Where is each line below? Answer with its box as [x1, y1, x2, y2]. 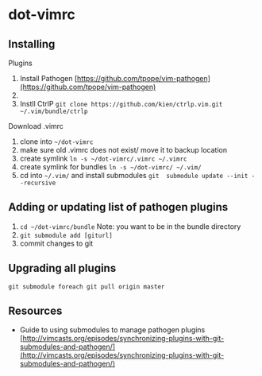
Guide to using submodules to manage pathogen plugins [19, 325, 206, 335]
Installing [8, 37, 56, 51]
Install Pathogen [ [19, 74, 78, 83]
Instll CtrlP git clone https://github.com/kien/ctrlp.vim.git [19, 99, 223, 108]
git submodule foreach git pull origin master [8, 282, 165, 291]
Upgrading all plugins [8, 262, 117, 275]
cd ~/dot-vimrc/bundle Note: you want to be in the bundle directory [19, 221, 241, 231]
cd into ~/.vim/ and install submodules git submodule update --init [19, 171, 249, 180]
